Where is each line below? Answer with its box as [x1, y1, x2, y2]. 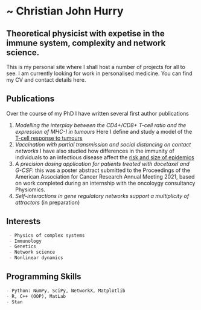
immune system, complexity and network [6, 38, 166, 48]
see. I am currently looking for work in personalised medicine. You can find [6, 70, 193, 77]
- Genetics [8, 243, 36, 249]
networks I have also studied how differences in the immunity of [14, 147, 175, 154]
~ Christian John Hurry [6, 4, 124, 18]
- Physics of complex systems [8, 232, 85, 239]
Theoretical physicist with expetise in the [6, 28, 165, 39]
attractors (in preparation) [14, 199, 80, 206]
